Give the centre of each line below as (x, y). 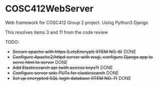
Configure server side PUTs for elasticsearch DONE (65, 72)
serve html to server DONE (40, 62)
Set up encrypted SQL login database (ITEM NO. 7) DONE (72, 78)
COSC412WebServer (49, 9)
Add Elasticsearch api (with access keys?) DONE (63, 67)
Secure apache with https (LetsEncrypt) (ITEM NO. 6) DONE (74, 51)
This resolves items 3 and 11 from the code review (57, 32)
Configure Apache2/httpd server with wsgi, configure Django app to (83, 57)
